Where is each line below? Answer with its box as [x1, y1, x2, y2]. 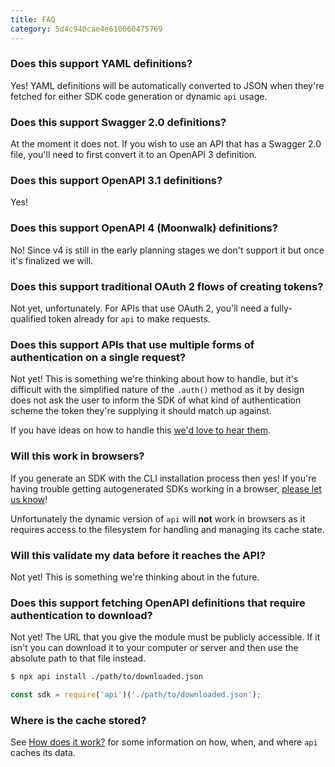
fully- [270, 302, 293, 314]
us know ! [10, 493, 48, 505]
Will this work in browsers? [10, 449, 145, 463]
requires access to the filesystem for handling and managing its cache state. [10, 523, 325, 535]
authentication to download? [10, 608, 153, 622]
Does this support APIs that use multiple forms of [10, 337, 255, 351]
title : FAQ [10, 14, 56, 25]
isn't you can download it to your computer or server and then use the [10, 642, 299, 654]
